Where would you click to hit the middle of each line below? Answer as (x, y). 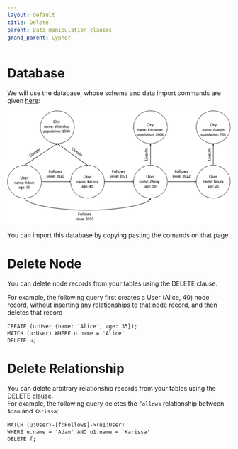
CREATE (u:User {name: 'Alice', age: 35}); (73, 326)
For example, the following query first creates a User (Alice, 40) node (108, 297)
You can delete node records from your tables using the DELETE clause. (113, 283)
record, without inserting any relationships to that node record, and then (112, 305)
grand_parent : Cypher (39, 38)
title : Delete (28, 22)
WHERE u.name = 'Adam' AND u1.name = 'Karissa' (79, 432)
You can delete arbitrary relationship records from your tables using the (112, 388)
